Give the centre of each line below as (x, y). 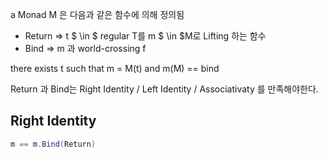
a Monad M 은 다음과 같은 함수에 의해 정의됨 (97, 14)
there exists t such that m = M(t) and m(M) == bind (115, 68)
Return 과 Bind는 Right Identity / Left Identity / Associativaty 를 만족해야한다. (164, 89)
